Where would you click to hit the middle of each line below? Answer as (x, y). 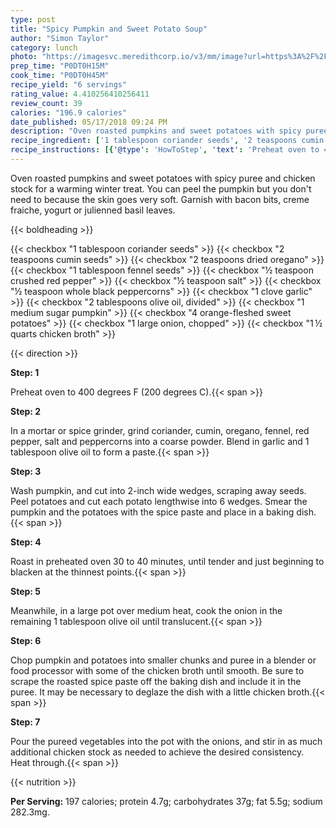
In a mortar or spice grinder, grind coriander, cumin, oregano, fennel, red (160, 430)
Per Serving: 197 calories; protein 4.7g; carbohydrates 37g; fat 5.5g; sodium (166, 801)
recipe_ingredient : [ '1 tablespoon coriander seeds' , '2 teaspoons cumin (167, 141)
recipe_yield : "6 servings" (69, 85)
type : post (33, 19)
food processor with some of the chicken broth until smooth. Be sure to (157, 670)
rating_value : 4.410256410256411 (80, 94)
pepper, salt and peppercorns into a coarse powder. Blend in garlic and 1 (160, 441)
